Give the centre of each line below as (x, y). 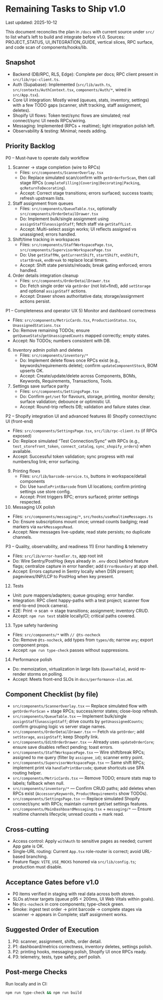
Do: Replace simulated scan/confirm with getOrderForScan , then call (88, 177)
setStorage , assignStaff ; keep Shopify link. (56, 737)
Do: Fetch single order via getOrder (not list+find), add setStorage (85, 286)
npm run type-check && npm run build (44, 993)
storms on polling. (45, 674)
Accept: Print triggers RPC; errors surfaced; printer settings (79, 497)
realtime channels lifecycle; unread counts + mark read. (68, 814)
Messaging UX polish (34, 507)
